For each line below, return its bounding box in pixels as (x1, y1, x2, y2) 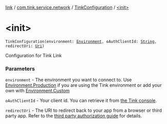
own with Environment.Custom (5, 88, 70, 94)
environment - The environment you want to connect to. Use (5, 77, 132, 83)
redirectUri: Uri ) (5, 43, 45, 48)
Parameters (5, 65, 35, 72)
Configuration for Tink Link (5, 52, 62, 58)
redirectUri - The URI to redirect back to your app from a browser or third (5, 107, 162, 114)
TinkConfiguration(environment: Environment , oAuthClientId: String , (5, 39, 157, 44)
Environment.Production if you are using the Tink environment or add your (5, 82, 162, 88)
